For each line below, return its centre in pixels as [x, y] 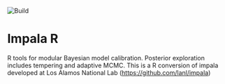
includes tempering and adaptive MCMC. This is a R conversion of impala [113, 65]
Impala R [33, 39]
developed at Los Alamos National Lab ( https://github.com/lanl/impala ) [109, 72]
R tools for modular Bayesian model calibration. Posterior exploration [106, 58]
